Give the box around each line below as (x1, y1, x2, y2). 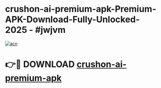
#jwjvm (35, 25, 66, 35)
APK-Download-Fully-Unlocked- (5, 14, 140, 25)
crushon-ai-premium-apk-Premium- (5, 3, 157, 15)
